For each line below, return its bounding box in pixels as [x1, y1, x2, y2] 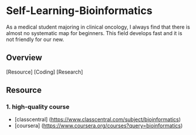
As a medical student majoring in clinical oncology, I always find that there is [6, 23, 190, 30]
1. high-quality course [6, 103, 70, 111]
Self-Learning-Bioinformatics [6, 4, 153, 18]
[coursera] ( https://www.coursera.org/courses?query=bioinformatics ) [14, 122, 183, 129]
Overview [6, 53, 43, 63]
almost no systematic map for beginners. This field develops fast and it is [6, 29, 183, 36]
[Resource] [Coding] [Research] [6, 68, 83, 75]
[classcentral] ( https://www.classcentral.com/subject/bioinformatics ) [14, 116, 181, 123]
